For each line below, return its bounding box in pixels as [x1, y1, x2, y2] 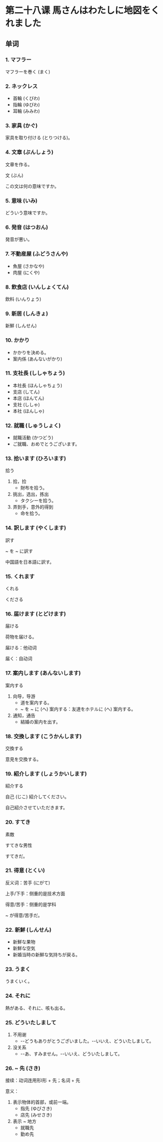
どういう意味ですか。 [5, 210, 50, 216]
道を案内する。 [20, 699, 52, 706]
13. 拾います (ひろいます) [5, 455, 66, 462]
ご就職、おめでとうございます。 [12, 441, 80, 447]
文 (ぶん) [5, 172, 24, 178]
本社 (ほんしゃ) [12, 408, 44, 414]
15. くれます [5, 573, 35, 580]
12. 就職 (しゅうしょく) [5, 422, 61, 429]
